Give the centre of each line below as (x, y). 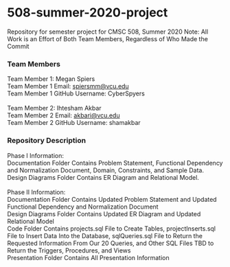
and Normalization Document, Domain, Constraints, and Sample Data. (106, 170)
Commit (18, 46)
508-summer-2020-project (88, 13)
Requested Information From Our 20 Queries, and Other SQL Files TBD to (111, 243)
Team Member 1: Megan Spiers (51, 79)
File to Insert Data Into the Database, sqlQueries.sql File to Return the (105, 235)
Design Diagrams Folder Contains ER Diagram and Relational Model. (103, 177)
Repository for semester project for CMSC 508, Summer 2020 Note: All (108, 32)
